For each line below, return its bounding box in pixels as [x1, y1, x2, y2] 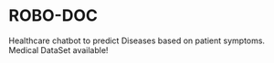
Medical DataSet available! [8, 44, 109, 55]
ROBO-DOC [8, 5, 98, 26]
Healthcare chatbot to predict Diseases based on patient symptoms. [8, 35, 266, 46]
